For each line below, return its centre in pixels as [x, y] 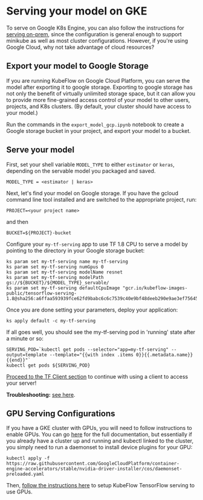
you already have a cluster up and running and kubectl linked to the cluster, [100, 441]
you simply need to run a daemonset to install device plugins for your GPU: [99, 447]
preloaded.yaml [25, 474]
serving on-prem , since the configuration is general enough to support [94, 34]
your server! [21, 383]
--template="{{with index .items [92, 354]
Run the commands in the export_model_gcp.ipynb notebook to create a [95, 124]
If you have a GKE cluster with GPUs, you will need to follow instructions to [99, 428]
